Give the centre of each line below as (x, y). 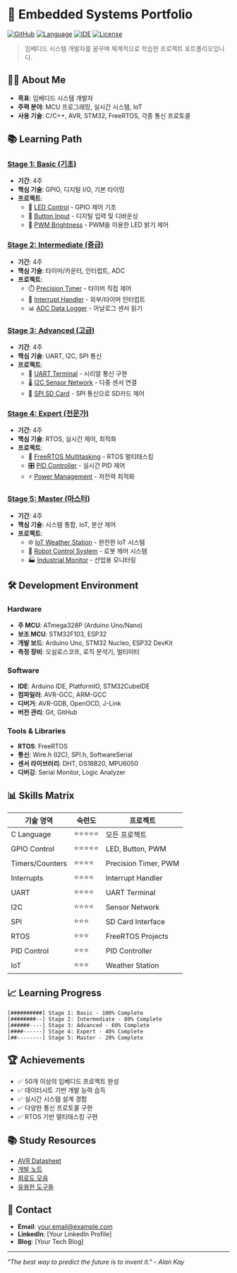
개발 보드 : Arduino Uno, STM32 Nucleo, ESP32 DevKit (95, 643)
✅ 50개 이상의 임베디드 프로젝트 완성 (68, 1082)
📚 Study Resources (52, 1140)
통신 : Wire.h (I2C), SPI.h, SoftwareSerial (75, 754)
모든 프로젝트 (126, 835)
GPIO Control (33, 849)
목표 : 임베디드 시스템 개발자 (55, 97)
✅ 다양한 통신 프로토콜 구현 (55, 1108)
